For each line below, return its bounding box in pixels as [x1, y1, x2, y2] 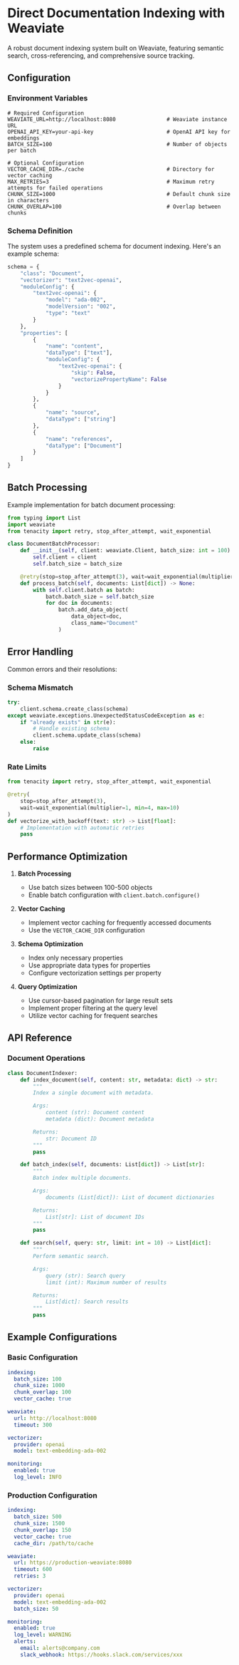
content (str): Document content [45, 1109, 144, 1116]
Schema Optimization [17, 940, 83, 948]
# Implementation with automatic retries [20, 824, 144, 831]
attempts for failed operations [7, 184, 103, 192]
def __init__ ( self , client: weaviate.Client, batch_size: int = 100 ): [20, 547, 234, 554]
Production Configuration [7, 1490, 98, 1500]
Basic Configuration [7, 1352, 78, 1362]
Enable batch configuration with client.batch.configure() [28, 891, 201, 899]
